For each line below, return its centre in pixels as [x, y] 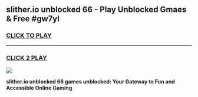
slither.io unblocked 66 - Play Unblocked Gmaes [96, 10]
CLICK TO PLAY [29, 36]
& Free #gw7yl [33, 19]
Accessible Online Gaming [39, 88]
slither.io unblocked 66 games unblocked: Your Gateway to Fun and [90, 81]
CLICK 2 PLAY [27, 58]
